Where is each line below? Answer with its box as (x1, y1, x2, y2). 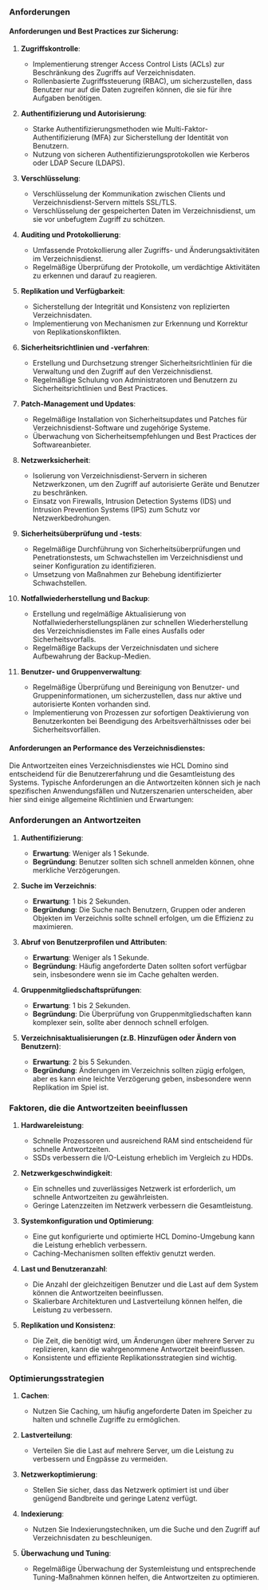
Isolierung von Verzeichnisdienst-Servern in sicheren (32, 471, 207, 481)
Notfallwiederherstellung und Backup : (20, 594, 150, 603)
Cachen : (20, 1391, 50, 1401)
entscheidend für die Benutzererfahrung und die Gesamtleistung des (9, 769, 235, 779)
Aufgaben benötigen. (32, 93, 103, 103)
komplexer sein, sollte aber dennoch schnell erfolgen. (32, 1017, 210, 1027)
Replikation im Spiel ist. (32, 1082, 109, 1092)
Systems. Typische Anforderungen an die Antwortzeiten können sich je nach (9, 777, 261, 788)
